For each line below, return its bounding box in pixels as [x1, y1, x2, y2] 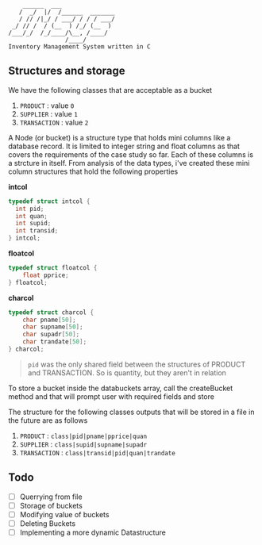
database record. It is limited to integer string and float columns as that [8, 141, 241, 151]
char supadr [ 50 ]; [22, 331, 80, 339]
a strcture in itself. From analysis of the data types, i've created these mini [8, 158, 250, 167]
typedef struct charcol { [8, 308, 94, 317]
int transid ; [15, 227, 59, 235]
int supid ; [15, 220, 52, 228]
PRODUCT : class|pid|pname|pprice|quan [19, 431, 148, 440]
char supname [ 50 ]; [22, 323, 83, 331]
